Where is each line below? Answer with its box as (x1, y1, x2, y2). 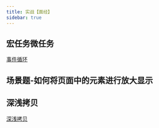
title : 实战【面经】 (6, 8, 53, 15)
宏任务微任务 (6, 38, 54, 49)
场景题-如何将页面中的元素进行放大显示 (6, 75, 153, 86)
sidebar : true (6, 15, 42, 21)
